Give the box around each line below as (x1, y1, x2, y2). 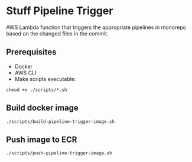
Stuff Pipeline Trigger (6, 4, 113, 18)
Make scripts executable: (14, 75, 76, 82)
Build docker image (6, 103, 79, 113)
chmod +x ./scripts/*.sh (6, 87, 67, 93)
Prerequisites (6, 47, 57, 57)
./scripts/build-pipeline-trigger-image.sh (6, 118, 115, 125)
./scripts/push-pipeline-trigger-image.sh (6, 150, 112, 156)
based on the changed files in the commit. (6, 30, 109, 37)
